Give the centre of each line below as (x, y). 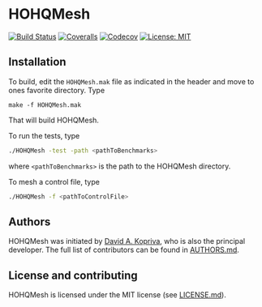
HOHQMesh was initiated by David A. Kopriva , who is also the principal (127, 241)
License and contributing (73, 275)
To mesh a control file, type (54, 181)
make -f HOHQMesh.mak (45, 105)
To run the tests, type (44, 135)
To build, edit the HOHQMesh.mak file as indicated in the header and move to (131, 81)
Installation (37, 62)
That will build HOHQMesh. (54, 120)
